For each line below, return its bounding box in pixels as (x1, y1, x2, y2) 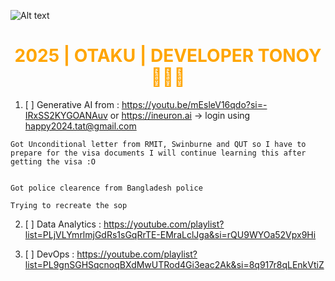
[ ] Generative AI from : (24, 98, 120, 110)
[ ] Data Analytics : (24, 218, 102, 230)
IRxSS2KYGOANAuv (24, 109, 108, 121)
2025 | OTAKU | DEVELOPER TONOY (14, 45, 322, 67)
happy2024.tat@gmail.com (24, 120, 137, 132)
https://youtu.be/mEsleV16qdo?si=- (121, 98, 268, 110)
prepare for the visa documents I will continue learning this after (10, 148, 307, 158)
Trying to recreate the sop (10, 200, 128, 210)
